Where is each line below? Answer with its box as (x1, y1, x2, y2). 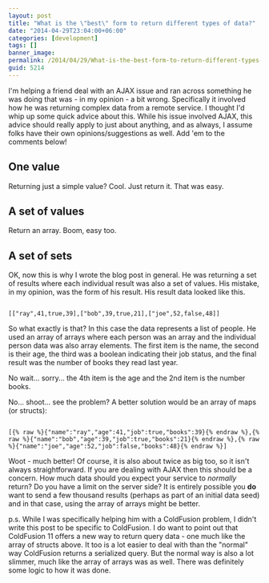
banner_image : (8, 49, 56, 57)
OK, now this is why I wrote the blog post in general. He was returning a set (8, 270, 257, 280)
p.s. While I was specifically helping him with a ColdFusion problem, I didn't (8, 514, 257, 525)
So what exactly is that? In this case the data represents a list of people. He (8, 324, 256, 333)
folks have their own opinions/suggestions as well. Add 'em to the (8, 128, 226, 138)
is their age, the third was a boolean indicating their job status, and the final (8, 349, 257, 359)
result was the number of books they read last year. (8, 358, 179, 368)
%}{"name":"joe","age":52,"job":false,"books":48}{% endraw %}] (8, 442, 227, 451)
